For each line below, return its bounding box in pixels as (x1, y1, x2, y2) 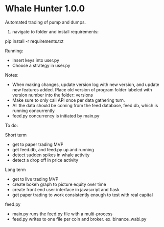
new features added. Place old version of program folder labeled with (12, 86, 153, 92)
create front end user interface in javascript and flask (12, 186, 120, 192)
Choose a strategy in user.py (12, 62, 70, 68)
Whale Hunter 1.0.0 (5, 3, 85, 14)
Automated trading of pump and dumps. (5, 19, 86, 25)
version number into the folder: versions (12, 92, 93, 98)
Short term (5, 132, 27, 138)
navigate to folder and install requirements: (12, 28, 99, 34)
